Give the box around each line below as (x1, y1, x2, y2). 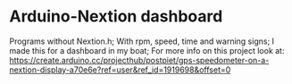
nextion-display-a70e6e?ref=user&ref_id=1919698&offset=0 (9, 64, 231, 75)
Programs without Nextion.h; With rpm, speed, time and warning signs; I (9, 36, 275, 46)
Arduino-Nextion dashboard (9, 6, 223, 27)
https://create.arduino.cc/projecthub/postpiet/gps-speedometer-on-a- (9, 55, 270, 65)
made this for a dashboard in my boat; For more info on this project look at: (9, 45, 285, 55)
